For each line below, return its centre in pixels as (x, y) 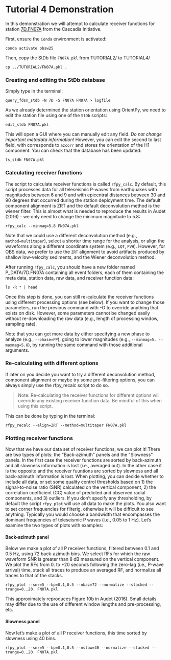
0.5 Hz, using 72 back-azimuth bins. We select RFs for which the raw (78, 554)
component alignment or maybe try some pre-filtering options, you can (80, 380)
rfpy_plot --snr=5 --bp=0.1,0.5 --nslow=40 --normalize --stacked (77, 648)
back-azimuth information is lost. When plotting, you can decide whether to (85, 476)
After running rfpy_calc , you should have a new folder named (70, 267)
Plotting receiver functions (39, 438)
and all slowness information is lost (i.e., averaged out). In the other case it (84, 466)
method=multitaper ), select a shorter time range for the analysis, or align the (85, 241)
